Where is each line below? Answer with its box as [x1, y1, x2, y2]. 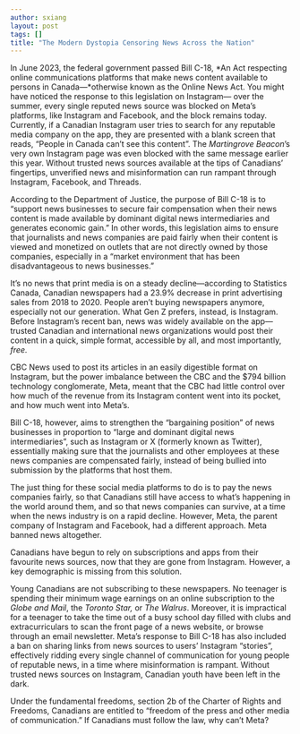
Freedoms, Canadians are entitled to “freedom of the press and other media [10, 705, 290, 716]
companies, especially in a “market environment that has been [10, 252, 241, 262]
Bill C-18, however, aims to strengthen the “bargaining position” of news [10, 417, 276, 428]
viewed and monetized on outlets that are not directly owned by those [10, 242, 269, 252]
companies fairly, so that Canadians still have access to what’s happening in [10, 491, 291, 502]
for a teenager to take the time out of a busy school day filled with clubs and [10, 612, 292, 623]
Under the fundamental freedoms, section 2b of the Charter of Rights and [10, 696, 281, 707]
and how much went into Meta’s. [10, 400, 130, 411]
